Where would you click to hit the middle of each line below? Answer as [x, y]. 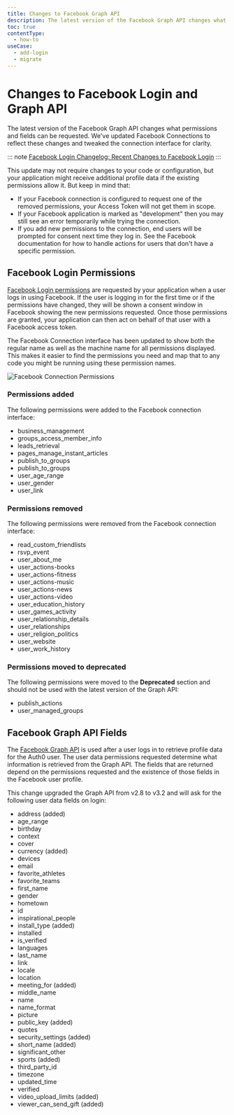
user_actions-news [45, 590]
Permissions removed [45, 508]
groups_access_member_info [60, 438]
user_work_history [44, 649]
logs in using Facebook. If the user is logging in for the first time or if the [111, 297]
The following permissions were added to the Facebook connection [104, 410]
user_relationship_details [53, 619]
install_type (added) [46, 926]
